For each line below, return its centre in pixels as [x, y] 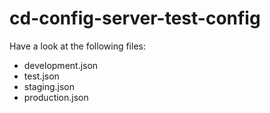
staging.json [49, 86]
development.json [61, 65]
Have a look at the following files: [77, 46]
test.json [41, 76]
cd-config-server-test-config [135, 18]
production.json [56, 97]
